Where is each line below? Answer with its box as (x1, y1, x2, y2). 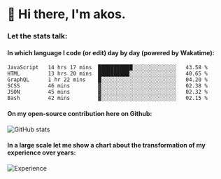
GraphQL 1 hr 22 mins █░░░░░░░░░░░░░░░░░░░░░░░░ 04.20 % (7, 76, 208, 83)
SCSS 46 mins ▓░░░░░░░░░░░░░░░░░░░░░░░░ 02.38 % (7, 83, 208, 89)
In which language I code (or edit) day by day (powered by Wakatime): (7, 48, 215, 57)
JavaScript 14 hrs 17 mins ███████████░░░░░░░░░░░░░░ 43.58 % (7, 64, 208, 71)
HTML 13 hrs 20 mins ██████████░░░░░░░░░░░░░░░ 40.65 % (7, 70, 208, 78)
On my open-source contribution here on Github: (7, 109, 152, 117)
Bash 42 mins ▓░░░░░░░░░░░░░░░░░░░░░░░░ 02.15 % (7, 94, 208, 102)
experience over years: (7, 148, 76, 157)
